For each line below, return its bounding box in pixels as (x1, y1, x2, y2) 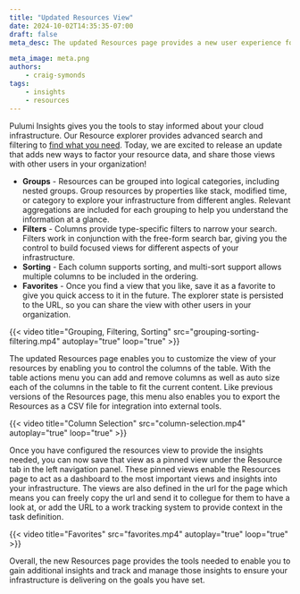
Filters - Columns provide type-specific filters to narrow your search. (21, 223, 278, 233)
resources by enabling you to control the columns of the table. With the (9, 362, 271, 373)
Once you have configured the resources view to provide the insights (9, 445, 263, 455)
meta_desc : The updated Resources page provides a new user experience (9, 38, 281, 47)
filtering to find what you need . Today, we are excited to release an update (9, 140, 283, 150)
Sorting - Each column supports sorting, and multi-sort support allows (21, 261, 282, 272)
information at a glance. (21, 214, 110, 225)
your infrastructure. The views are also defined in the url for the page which (9, 482, 288, 493)
